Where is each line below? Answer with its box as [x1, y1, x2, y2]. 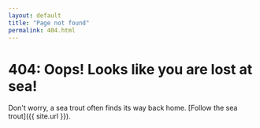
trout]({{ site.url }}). [8, 111, 71, 121]
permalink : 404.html [8, 26, 76, 34]
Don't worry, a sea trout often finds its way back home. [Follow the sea [8, 104, 238, 113]
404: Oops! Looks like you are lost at [8, 60, 253, 78]
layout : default [8, 11, 61, 20]
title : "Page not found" [8, 19, 90, 27]
